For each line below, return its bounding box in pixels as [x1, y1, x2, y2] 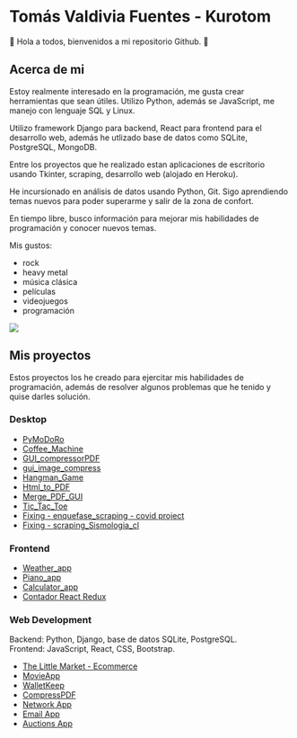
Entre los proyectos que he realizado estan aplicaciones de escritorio [9, 159, 266, 170]
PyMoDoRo [22, 433, 65, 444]
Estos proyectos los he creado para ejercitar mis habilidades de [9, 371, 244, 383]
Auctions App [22, 718, 74, 729]
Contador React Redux [22, 591, 107, 602]
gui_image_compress [22, 462, 101, 473]
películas [22, 286, 57, 297]
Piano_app [22, 573, 62, 583]
